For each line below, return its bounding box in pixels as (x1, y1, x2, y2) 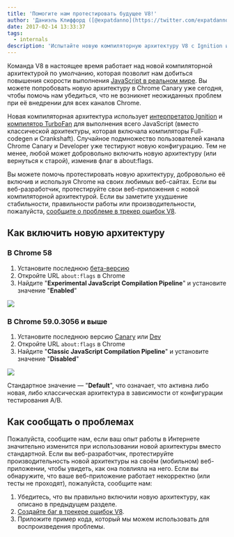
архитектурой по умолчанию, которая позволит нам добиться (7, 69, 193, 77)
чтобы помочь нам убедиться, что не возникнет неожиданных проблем (7, 91, 221, 100)
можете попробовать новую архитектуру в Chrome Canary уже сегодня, (7, 84, 224, 92)
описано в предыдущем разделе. (17, 499, 117, 508)
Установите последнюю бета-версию (17, 264, 130, 272)
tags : (7, 29, 23, 37)
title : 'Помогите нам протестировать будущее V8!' (7, 10, 157, 17)
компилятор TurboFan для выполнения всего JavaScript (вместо (7, 120, 199, 127)
